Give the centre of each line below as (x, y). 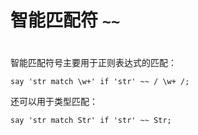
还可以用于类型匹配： (54, 102)
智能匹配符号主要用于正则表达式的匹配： (93, 63)
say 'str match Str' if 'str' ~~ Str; (91, 121)
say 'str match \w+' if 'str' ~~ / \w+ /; (100, 82)
